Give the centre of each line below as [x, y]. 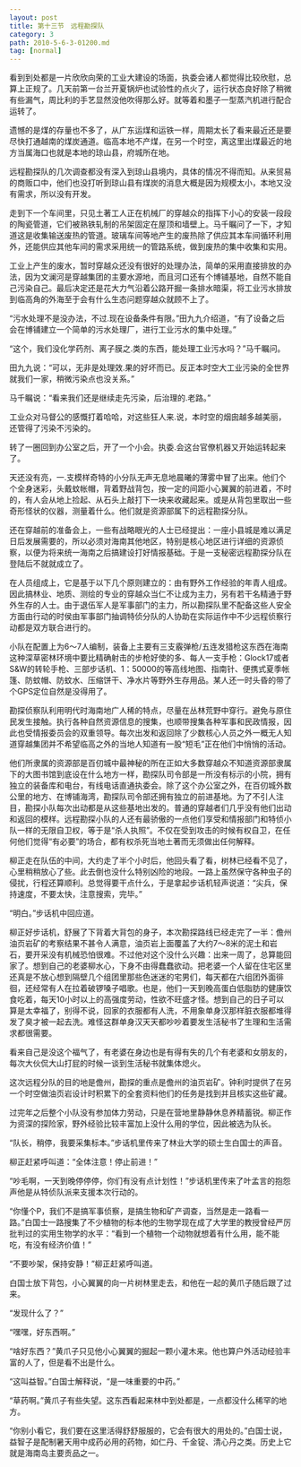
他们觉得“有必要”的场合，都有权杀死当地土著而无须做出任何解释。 [138, 841]
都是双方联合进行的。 [56, 627]
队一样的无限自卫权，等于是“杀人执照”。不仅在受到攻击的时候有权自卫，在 [146, 831]
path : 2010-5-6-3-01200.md [60, 43]
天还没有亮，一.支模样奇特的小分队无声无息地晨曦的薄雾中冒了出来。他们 [144, 478]
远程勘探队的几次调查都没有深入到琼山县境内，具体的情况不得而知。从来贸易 [150, 172]
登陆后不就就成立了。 [48, 564]
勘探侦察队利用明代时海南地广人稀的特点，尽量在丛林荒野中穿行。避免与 [142, 711]
